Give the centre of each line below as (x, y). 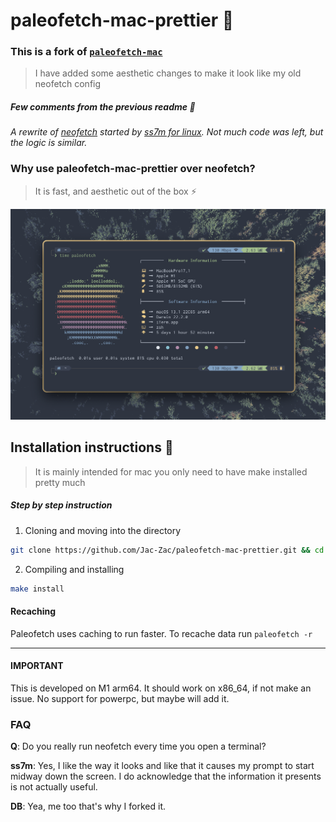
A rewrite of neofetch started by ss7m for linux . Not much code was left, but (167, 132)
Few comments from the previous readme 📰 (103, 107)
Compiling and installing (74, 569)
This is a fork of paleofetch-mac (86, 52)
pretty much (60, 482)
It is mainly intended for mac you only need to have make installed (171, 471)
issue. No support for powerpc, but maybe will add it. (120, 698)
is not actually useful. (54, 787)
